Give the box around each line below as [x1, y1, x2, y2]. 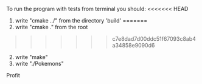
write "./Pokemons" [15, 60, 64, 67]
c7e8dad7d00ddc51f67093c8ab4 [112, 35, 197, 42]
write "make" [15, 54, 49, 60]
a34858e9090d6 [112, 42, 155, 49]
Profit [6, 72, 20, 79]
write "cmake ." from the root [15, 24, 88, 30]
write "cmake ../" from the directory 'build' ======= [15, 17, 148, 24]
